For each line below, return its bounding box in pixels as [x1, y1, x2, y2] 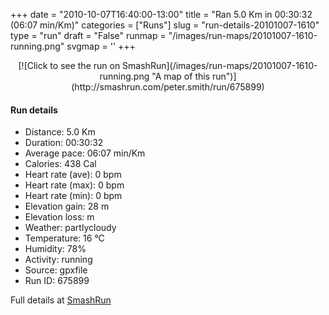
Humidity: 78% [24, 243, 87, 255]
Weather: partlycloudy [24, 222, 117, 234]
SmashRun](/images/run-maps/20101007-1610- [122, 60, 318, 71]
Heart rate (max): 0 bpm [24, 179, 125, 191]
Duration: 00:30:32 [24, 137, 104, 149]
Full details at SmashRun [10, 294, 112, 306]
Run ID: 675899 [24, 275, 90, 287]
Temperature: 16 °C [24, 232, 105, 244]
